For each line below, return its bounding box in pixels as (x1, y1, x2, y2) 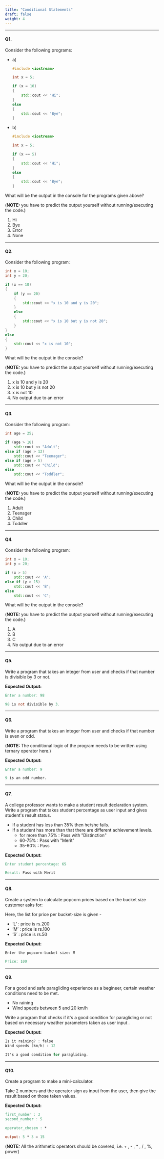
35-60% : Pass (19, 842, 50, 848)
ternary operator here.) (5, 748, 51, 754)
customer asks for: (5, 902, 43, 908)
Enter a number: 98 (5, 693, 45, 698)
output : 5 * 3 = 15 (5, 1134, 45, 1139)
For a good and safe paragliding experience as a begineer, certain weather (5, 985, 155, 991)
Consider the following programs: (5, 47, 72, 53)
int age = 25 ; (5, 431, 34, 436)
